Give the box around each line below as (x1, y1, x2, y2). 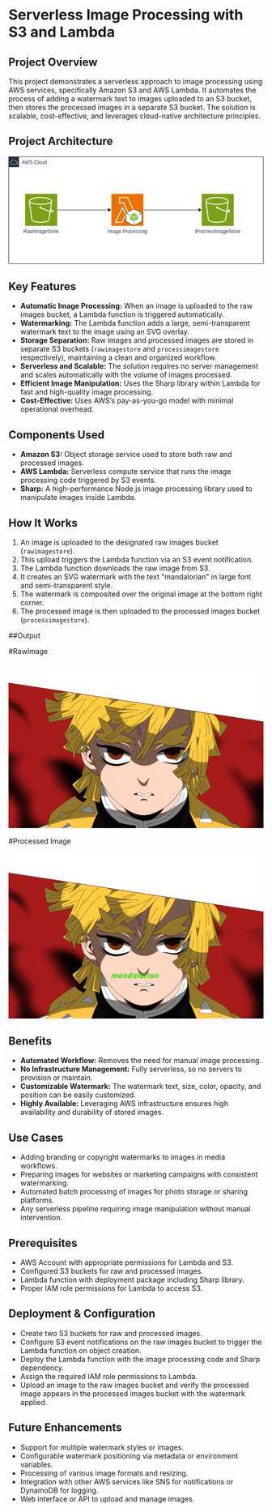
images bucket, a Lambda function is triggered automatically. (19, 310, 224, 319)
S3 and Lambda (8, 23, 116, 41)
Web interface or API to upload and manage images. (19, 1493, 195, 1504)
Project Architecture (8, 135, 113, 148)
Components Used (8, 428, 105, 442)
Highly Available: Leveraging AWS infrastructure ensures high (19, 1099, 229, 1108)
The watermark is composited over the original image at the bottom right (19, 589, 263, 599)
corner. (19, 598, 45, 608)
